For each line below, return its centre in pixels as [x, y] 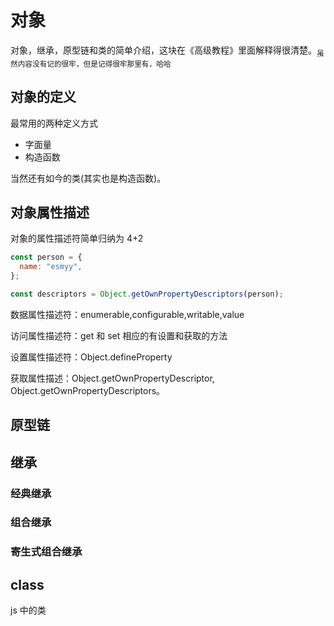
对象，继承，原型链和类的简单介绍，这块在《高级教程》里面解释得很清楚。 [163, 50]
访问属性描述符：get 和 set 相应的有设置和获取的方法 [119, 335]
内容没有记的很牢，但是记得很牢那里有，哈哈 [94, 64]
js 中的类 [28, 610]
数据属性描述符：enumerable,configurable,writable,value [127, 314]
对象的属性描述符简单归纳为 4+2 [77, 238]
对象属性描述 [50, 212]
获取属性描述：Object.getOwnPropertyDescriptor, [112, 378]
